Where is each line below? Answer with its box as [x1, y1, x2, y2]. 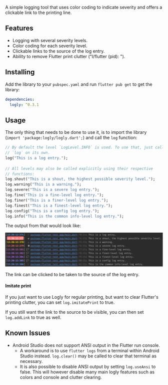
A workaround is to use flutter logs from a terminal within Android [19, 347, 159, 353]
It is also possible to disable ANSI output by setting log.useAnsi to [19, 363, 156, 369]
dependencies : [5, 97, 35, 102]
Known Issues [5, 329, 50, 337]
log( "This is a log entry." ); [5, 155, 68, 160]
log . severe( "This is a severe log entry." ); [5, 187, 99, 192]
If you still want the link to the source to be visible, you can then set [5, 309, 144, 315]
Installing [5, 68, 35, 77]
